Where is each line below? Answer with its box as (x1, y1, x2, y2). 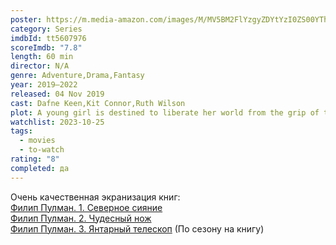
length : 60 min (10, 52, 74, 62)
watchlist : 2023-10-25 (10, 117, 105, 127)
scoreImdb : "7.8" (10, 42, 83, 53)
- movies (19, 136, 56, 146)
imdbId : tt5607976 (10, 33, 87, 43)
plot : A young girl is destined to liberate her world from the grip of (10, 107, 320, 118)
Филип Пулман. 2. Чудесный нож (10, 212, 152, 224)
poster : (10, 14, 43, 25)
